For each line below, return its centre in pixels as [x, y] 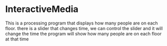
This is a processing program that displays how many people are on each [82, 23]
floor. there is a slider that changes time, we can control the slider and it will [84, 28]
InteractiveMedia [42, 9]
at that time [17, 39]
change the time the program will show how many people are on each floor [83, 33]
